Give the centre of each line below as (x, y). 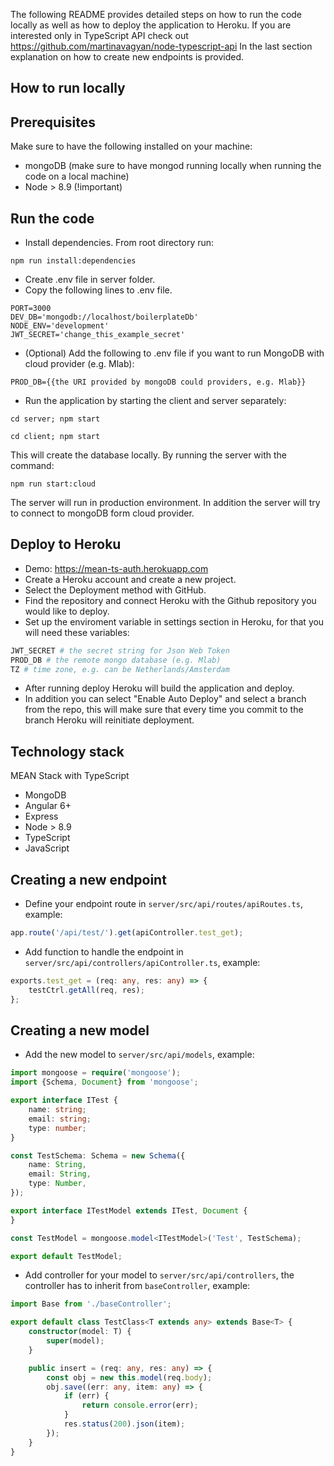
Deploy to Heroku (66, 544)
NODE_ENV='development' (60, 326)
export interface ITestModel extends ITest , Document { (129, 1210)
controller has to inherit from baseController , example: (137, 1286)
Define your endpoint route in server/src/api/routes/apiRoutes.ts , (163, 904)
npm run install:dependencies (73, 261)
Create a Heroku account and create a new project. (130, 579)
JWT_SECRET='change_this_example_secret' (98, 335)
